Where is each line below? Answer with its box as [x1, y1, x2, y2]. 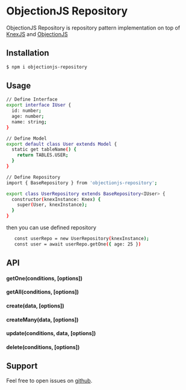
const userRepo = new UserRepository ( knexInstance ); [14, 236, 149, 242]
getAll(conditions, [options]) [6, 288, 79, 296]
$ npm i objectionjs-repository [6, 64, 87, 70]
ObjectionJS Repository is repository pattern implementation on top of [6, 24, 181, 31]
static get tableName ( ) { [11, 146, 77, 153]
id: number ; [11, 108, 42, 114]
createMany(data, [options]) [6, 316, 79, 323]
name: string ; [11, 119, 47, 125]
